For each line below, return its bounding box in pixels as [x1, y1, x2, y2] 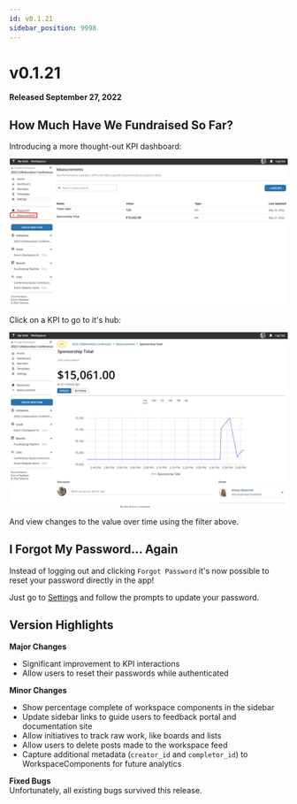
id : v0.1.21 [9, 14, 53, 23]
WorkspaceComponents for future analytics [21, 758, 182, 769]
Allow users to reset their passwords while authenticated [21, 668, 229, 678]
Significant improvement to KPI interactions [21, 658, 180, 669]
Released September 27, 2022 [9, 92, 122, 103]
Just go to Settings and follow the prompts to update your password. [9, 592, 260, 602]
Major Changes [9, 641, 67, 652]
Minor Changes [9, 685, 68, 695]
